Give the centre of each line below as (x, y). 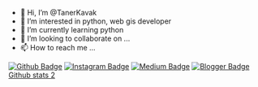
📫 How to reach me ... (58, 48)
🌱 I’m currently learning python (72, 30)
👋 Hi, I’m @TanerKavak (58, 13)
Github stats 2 (32, 75)
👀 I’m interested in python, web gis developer (96, 21)
